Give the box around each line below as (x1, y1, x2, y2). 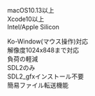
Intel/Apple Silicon (7, 23, 59, 31)
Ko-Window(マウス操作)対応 (7, 37, 89, 46)
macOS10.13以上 (7, 6, 54, 14)
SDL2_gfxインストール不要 (7, 72, 85, 81)
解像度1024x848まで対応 (7, 46, 79, 54)
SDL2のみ (7, 64, 36, 71)
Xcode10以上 (7, 15, 45, 23)
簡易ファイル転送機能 (7, 81, 68, 89)
